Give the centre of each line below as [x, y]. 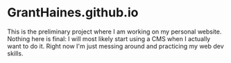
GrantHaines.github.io [73, 13]
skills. [15, 53]
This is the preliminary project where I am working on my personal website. [114, 32]
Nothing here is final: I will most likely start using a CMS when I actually [109, 38]
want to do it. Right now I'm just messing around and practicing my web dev [115, 46]
